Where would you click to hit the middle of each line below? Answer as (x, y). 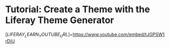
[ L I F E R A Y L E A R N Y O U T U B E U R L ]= (39, 35)
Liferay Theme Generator (60, 20)
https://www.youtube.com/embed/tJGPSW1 (119, 34)
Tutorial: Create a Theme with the (78, 9)
